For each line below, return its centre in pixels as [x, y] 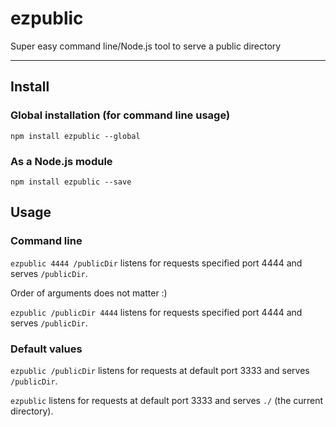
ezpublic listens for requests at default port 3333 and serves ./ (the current [167, 400]
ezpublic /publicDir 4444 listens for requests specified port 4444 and [156, 312]
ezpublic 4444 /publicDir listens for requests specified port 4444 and [156, 263]
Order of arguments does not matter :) [89, 293]
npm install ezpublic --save [71, 182]
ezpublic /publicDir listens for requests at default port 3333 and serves [160, 370]
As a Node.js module [61, 161]
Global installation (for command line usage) [120, 115]
